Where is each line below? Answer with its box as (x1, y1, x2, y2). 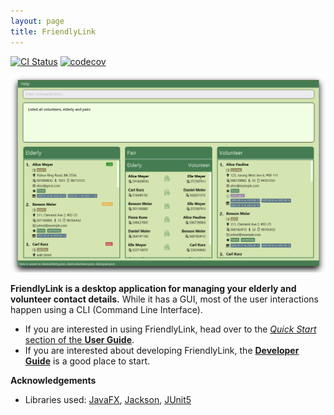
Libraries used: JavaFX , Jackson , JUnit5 (24, 393, 192, 405)
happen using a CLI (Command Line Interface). (10, 303, 203, 315)
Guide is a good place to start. (24, 355, 151, 367)
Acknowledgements (10, 374, 97, 386)
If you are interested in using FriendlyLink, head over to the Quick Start (24, 323, 317, 335)
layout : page (10, 16, 65, 26)
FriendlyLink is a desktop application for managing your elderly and (10, 282, 297, 294)
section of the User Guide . (24, 333, 135, 345)
